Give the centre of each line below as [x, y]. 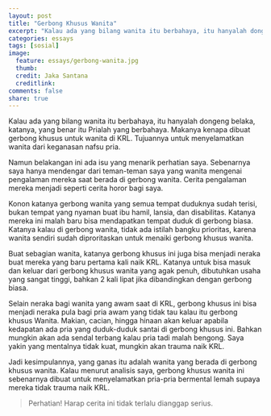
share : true [28, 98]
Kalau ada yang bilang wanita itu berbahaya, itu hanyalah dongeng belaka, [132, 121]
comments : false [35, 91]
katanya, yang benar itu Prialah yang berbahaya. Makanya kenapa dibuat [129, 130]
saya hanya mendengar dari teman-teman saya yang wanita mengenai [125, 171]
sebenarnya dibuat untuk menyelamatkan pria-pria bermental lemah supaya [134, 379]
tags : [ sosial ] [34, 46]
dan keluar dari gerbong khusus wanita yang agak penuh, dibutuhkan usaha [135, 271]
